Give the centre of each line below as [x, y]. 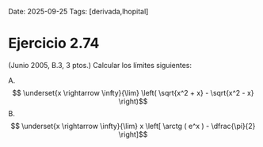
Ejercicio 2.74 [54, 43]
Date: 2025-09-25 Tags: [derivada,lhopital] [78, 11]
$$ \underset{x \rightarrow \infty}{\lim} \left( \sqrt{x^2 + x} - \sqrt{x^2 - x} [133, 92]
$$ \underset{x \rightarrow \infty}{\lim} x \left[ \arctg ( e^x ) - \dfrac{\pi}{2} [133, 126]
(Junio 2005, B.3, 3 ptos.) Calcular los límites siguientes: [100, 65]
